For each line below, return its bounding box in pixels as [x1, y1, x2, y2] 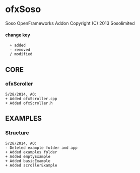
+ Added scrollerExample [5, 162, 57, 168]
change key [5, 32, 30, 38]
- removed [10, 47, 30, 52]
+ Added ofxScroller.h [5, 101, 53, 106]
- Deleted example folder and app [5, 145, 78, 150]
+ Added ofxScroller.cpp [5, 96, 57, 101]
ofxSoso [5, 4, 41, 15]
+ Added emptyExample [5, 154, 51, 159]
